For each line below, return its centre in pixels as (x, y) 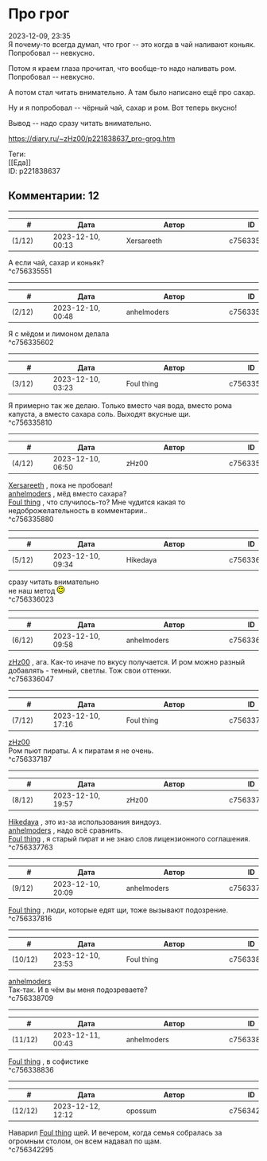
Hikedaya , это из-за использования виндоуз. (85, 822)
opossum (141, 1110)
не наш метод (32, 591)
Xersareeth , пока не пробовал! (61, 485)
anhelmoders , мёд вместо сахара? (68, 493)
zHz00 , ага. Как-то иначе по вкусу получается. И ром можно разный (126, 662)
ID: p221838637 (35, 171)
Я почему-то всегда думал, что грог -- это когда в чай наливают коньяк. (132, 44)
